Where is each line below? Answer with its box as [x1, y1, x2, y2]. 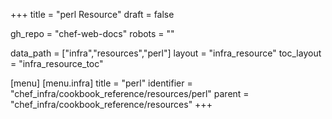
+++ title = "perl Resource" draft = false [10, 9, 175, 20]
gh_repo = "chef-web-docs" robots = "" [10, 28, 175, 39]
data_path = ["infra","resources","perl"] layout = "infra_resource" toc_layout [10, 47, 322, 59]
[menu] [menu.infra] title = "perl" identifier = [10, 77, 193, 89]
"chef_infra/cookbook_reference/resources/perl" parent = [10, 88, 250, 99]
